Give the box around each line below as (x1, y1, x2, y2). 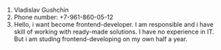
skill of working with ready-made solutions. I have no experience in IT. (13, 27, 215, 36)
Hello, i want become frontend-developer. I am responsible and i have (13, 21, 214, 28)
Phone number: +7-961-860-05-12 (13, 13, 113, 21)
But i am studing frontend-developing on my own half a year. (13, 35, 188, 43)
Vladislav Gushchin (13, 6, 69, 14)
